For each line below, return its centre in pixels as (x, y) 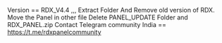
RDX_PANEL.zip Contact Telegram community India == (87, 25)
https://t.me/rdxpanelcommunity (54, 32)
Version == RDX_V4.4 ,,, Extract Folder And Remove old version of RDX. (111, 10)
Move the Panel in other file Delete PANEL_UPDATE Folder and (98, 17)
